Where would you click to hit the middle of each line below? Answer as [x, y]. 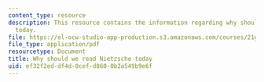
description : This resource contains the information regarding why [123, 23]
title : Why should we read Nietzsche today [81, 59]
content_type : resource [47, 15]
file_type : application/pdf [54, 45]
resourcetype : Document [47, 52]
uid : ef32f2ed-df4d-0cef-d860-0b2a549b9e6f [81, 66]
